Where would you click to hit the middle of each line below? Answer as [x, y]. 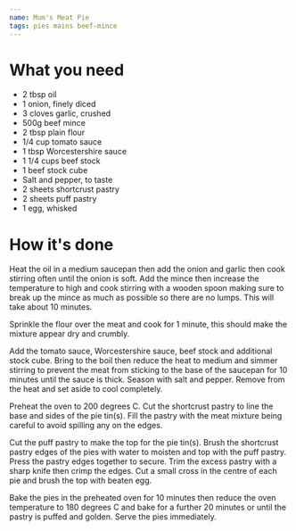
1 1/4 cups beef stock [61, 161]
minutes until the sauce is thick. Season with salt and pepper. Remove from [147, 379]
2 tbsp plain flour [53, 133]
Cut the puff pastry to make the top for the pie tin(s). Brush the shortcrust [144, 443]
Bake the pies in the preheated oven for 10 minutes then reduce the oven [143, 498]
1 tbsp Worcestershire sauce [74, 152]
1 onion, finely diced [59, 104]
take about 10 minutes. [51, 307]
